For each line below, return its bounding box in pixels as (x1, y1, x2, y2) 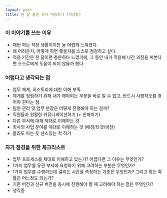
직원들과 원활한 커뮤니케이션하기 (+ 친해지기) (12, 111, 100, 117)
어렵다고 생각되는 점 (5, 74, 50, 81)
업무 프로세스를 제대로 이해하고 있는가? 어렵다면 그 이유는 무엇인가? (12, 156, 144, 162)
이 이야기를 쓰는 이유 (5, 29, 51, 36)
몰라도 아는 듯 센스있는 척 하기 (12, 130, 71, 136)
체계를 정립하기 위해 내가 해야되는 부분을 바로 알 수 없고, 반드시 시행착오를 (12, 93, 156, 99)
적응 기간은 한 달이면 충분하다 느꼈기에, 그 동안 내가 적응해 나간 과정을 (12, 54, 148, 60)
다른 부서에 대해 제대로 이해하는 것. (12, 118, 81, 124)
